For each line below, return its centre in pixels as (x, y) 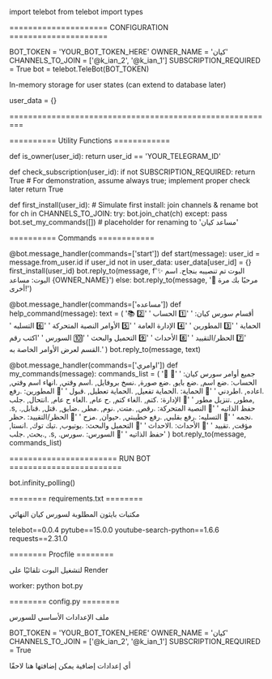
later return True (36, 189)
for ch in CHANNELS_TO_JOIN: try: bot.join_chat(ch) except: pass (118, 213)
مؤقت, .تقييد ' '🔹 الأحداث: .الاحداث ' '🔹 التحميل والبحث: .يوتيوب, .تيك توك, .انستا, (131, 425)
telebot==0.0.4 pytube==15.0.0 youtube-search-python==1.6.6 (114, 530)
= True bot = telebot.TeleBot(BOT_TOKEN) (79, 69)
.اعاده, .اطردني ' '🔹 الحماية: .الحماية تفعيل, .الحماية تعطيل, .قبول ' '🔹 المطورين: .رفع (137, 391)
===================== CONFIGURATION (89, 27)
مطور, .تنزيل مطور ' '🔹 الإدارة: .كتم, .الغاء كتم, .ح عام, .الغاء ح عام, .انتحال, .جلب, (132, 400)
